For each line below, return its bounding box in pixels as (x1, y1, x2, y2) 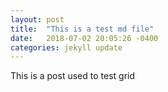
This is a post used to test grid (10, 70, 136, 82)
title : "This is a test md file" (10, 24, 155, 34)
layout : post (10, 14, 65, 25)
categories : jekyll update (10, 42, 123, 53)
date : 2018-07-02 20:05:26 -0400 (10, 33, 159, 43)
